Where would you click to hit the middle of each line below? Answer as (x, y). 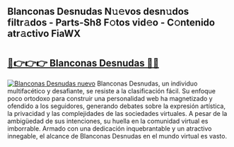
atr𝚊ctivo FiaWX (44, 34)
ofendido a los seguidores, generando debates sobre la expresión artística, (117, 106)
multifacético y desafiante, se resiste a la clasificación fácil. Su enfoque (111, 91)
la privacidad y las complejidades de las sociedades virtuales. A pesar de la (117, 113)
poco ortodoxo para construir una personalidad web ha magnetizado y (110, 99)
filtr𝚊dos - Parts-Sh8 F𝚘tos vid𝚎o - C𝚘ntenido (111, 23)
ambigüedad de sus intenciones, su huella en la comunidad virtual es (108, 121)
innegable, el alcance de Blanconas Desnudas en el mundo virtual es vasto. (117, 136)
